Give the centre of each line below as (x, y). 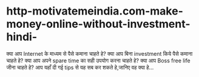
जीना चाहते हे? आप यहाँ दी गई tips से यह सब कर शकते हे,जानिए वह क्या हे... (80, 67)
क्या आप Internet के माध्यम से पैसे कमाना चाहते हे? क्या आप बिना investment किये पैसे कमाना (99, 53)
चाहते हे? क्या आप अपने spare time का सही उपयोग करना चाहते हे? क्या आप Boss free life (98, 60)
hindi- (22, 37)
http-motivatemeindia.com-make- (95, 11)
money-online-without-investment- (98, 24)
